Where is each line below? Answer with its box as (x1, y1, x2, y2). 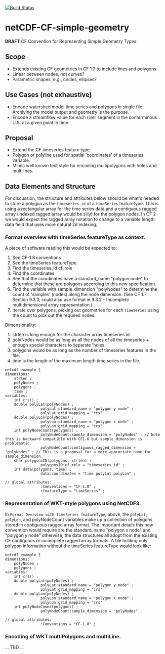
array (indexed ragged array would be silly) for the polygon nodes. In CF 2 (5, 211, 156, 217)
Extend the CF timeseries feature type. (12, 147, 91, 153)
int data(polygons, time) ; (14, 467, 72, 472)
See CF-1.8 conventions (12, 255, 61, 261)
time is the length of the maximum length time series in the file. (12, 358, 141, 364)
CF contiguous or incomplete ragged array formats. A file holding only (5, 537, 148, 543)
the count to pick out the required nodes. (12, 312, 96, 318)
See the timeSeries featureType (12, 260, 77, 266)
